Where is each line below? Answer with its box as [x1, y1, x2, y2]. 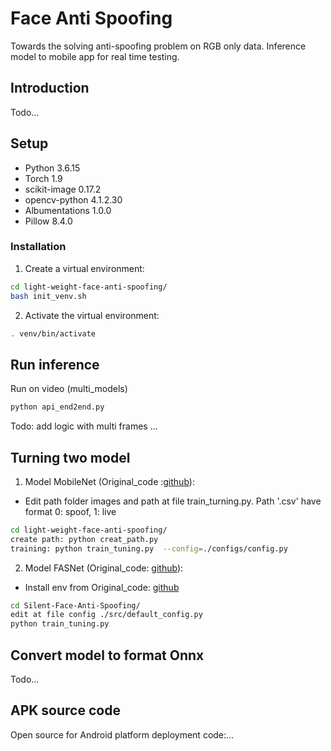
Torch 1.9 [24, 172, 63, 184]
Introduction [10, 80, 90, 97]
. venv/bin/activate [10, 328, 97, 339]
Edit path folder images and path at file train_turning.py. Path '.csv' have [24, 495, 322, 507]
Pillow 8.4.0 [24, 215, 73, 227]
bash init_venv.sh [10, 291, 87, 301]
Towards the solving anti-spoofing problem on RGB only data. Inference [10, 40, 307, 52]
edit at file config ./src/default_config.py [10, 610, 203, 620]
